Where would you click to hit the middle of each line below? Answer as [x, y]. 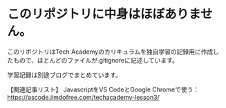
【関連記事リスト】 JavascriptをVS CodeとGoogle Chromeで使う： [103, 89]
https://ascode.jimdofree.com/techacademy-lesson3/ [84, 97]
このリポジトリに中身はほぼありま [104, 14]
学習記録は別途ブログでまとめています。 [65, 75]
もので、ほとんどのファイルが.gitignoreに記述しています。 [95, 60]
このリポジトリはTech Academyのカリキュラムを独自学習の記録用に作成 [110, 52]
